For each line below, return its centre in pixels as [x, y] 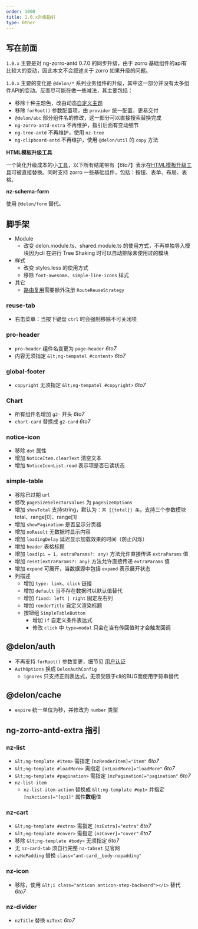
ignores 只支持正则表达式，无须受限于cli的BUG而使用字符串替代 [101, 676]
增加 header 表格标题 [39, 546]
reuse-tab [21, 306]
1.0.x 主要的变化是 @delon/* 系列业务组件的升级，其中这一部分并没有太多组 [98, 83]
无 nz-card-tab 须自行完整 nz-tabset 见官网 [67, 848]
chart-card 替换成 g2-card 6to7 [52, 422]
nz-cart [17, 813]
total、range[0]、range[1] [46, 517]
